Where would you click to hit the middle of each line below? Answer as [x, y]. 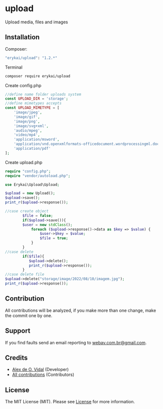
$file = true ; [54, 238]
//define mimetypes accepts [33, 103]
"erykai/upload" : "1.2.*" [31, 58]
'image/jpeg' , [28, 112]
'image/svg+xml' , [31, 126]
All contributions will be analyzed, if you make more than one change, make [81, 310]
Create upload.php [24, 162]
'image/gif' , [27, 117]
